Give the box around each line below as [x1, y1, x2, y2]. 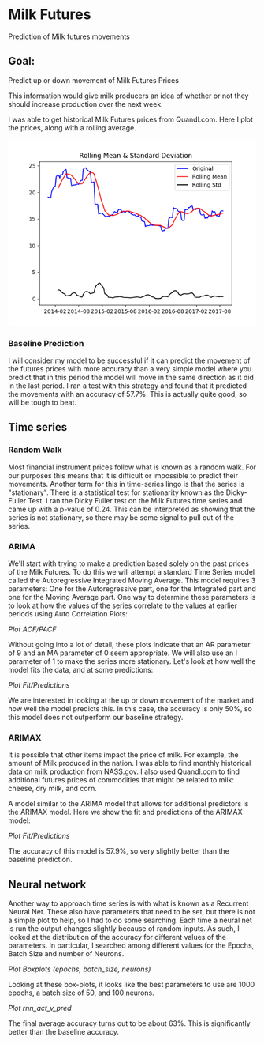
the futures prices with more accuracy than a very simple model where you [8, 364, 252, 374]
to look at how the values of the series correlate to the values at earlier [8, 601, 238, 610]
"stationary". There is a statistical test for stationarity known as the [8, 488, 225, 497]
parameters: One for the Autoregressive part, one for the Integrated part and [8, 584, 256, 594]
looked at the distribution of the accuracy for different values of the [8, 933, 227, 942]
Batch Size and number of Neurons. [8, 949, 125, 959]
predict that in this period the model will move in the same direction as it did [8, 373, 254, 383]
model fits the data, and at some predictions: [8, 665, 154, 675]
